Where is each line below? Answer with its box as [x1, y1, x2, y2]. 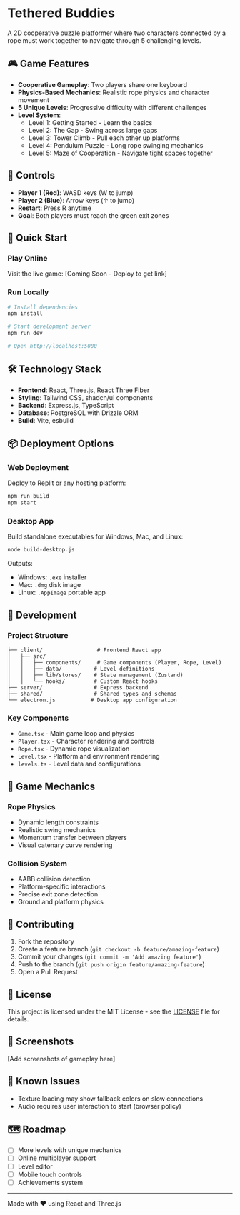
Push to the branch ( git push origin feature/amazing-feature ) [17, 960, 205, 969]
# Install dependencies [7, 304, 79, 311]
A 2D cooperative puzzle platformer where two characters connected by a [7, 29, 226, 37]
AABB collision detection [17, 875, 91, 884]
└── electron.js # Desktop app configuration [7, 696, 177, 704]
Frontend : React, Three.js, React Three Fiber [17, 386, 150, 394]
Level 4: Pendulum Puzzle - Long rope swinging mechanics [28, 141, 204, 149]
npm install [7, 310, 43, 317]
